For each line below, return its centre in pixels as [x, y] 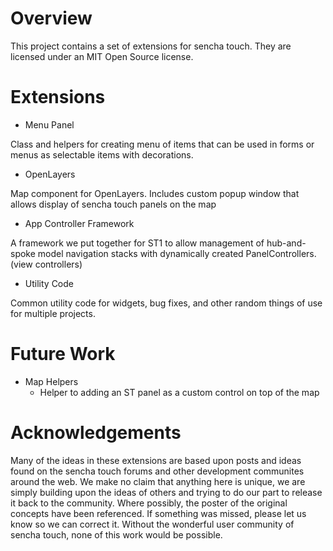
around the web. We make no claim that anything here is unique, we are [158, 481]
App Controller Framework [79, 223]
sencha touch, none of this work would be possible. [116, 534]
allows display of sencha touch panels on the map [113, 204]
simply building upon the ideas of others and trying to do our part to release [166, 492]
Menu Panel [49, 124]
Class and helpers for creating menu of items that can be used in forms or [162, 144]
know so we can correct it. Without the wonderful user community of [152, 524]
